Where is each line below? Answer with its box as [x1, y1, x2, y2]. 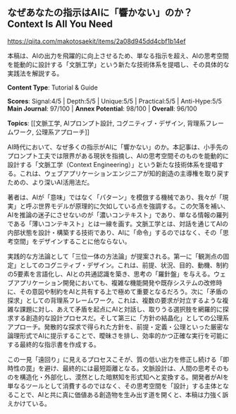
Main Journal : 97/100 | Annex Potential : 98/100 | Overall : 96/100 [7, 104, 197, 113]
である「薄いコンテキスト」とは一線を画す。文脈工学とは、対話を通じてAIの [7, 219, 229, 228]
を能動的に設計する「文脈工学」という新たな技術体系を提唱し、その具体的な [7, 60, 230, 68]
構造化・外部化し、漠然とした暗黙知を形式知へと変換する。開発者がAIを [19, 372, 229, 381]
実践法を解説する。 [7, 69, 63, 78]
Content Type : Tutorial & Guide [7, 83, 99, 92]
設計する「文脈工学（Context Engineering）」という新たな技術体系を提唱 [7, 160, 218, 169]
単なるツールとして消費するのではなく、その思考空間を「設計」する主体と [7, 382, 223, 390]
